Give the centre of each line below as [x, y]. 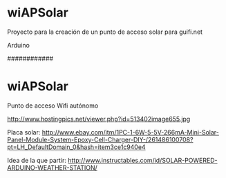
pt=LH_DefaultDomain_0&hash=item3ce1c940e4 [77, 147]
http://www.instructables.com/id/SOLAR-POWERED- [143, 160]
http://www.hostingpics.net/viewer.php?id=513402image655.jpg [99, 119]
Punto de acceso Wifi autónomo [53, 106]
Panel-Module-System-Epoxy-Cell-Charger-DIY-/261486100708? [100, 139]
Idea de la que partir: [37, 160]
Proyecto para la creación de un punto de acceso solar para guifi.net [105, 32]
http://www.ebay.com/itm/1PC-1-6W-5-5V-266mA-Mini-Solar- [131, 132]
